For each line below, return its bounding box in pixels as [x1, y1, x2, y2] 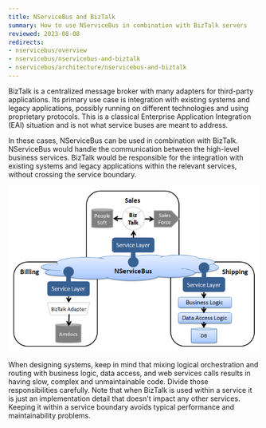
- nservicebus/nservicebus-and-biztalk [8, 55, 141, 63]
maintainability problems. [8, 410, 92, 420]
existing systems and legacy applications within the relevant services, [8, 160, 237, 171]
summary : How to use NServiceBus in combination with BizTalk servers [8, 21, 248, 30]
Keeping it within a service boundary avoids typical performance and [8, 402, 235, 411]
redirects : [8, 38, 45, 46]
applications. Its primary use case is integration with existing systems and [8, 94, 251, 104]
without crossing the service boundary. [8, 169, 137, 179]
